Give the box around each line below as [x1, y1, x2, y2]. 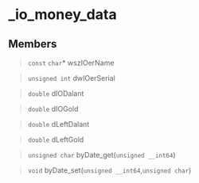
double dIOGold [27, 105, 79, 113]
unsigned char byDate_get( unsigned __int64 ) [27, 151, 177, 159]
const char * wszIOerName [27, 58, 115, 67]
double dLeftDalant [27, 120, 90, 128]
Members [8, 37, 57, 51]
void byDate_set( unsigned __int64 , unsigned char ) [27, 166, 192, 175]
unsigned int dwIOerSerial [27, 74, 115, 82]
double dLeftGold [27, 135, 84, 144]
